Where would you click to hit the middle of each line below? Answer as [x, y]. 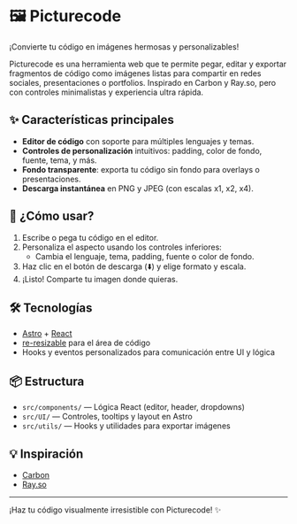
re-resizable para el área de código [86, 343]
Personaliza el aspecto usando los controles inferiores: [122, 247]
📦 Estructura [47, 381]
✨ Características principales [92, 120]
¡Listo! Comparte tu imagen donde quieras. [100, 279]
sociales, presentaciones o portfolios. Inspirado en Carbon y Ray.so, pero [143, 82]
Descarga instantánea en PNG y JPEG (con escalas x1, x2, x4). [137, 188]
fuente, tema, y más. [59, 160]
